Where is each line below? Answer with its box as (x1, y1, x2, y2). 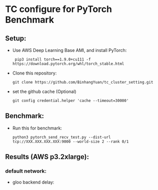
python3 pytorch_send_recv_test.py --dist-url (12, 134, 111, 139)
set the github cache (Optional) (12, 88, 77, 94)
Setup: (5, 34, 26, 42)
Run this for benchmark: (12, 125, 62, 131)
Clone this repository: (12, 70, 57, 76)
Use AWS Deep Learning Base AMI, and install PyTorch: (12, 47, 127, 53)
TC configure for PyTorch (5, 3, 112, 15)
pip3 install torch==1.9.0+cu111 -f (14, 57, 91, 62)
